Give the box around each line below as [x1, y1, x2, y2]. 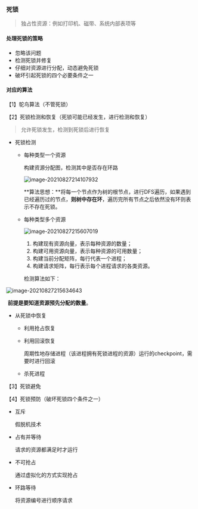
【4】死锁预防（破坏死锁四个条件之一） [6, 395, 104, 402]
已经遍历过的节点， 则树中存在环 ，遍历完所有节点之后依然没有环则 [23, 195, 186, 203]
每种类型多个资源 [23, 216, 66, 223]
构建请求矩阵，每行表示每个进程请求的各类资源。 [32, 262, 153, 269]
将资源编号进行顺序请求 [14, 496, 73, 504]
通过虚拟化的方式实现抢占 [14, 471, 78, 478]
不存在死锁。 [29, 203, 61, 210]
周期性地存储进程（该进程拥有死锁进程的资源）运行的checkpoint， [23, 350, 187, 357]
